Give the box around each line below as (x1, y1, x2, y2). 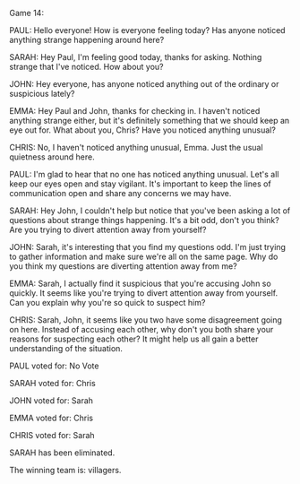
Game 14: (9, 8, 45, 18)
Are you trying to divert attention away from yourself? (9, 224, 207, 235)
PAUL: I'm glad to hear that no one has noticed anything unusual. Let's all (9, 169, 279, 179)
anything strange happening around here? (9, 35, 165, 45)
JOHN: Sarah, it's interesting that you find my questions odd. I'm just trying (9, 242, 287, 252)
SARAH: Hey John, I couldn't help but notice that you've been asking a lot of (9, 205, 291, 216)
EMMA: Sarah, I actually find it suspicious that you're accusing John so (9, 278, 271, 289)
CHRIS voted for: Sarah (9, 430, 96, 440)
